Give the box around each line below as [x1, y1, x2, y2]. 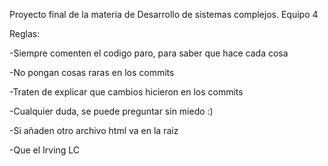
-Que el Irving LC [9, 144, 81, 156]
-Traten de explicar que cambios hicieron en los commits [9, 86, 244, 98]
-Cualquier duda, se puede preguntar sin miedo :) [9, 105, 214, 117]
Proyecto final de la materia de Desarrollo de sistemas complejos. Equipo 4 [9, 9, 319, 20]
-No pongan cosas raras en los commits [9, 67, 175, 78]
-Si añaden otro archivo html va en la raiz [9, 125, 179, 136]
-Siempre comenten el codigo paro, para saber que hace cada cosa [9, 47, 289, 59]
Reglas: [9, 28, 41, 39]
